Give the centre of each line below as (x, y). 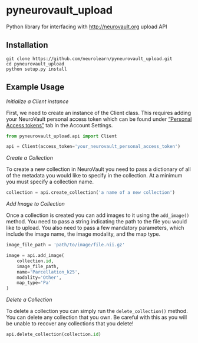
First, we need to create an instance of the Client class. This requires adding (99, 113)
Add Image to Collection (35, 204)
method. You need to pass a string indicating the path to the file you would (97, 222)
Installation (27, 45)
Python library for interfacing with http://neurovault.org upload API (87, 27)
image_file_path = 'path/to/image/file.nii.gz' (66, 245)
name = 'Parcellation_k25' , (49, 272)
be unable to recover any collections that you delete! (70, 324)
